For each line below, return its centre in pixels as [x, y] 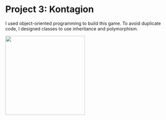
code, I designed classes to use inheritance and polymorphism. [72, 28]
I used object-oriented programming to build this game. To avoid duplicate [83, 23]
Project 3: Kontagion [50, 9]
